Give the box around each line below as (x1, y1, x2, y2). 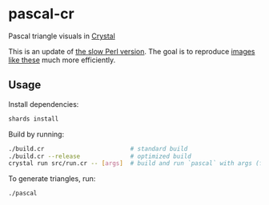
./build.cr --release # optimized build (8, 152, 192, 160)
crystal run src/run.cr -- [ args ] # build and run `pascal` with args (8, 160, 252, 168)
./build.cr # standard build (8, 144, 188, 152)
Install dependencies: (8, 99, 79, 108)
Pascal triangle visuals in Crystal (8, 31, 116, 41)
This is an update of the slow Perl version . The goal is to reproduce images (8, 46, 255, 56)
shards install (8, 115, 59, 123)
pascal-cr (8, 5, 74, 23)
